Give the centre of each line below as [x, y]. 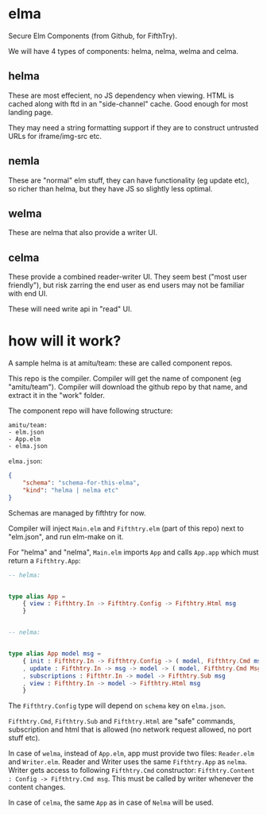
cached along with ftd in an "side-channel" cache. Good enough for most [128, 103]
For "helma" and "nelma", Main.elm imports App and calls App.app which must [133, 552]
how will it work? [65, 341]
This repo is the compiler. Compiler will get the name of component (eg [125, 379]
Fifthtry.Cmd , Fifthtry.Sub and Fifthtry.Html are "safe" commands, [122, 721]
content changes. [37, 787]
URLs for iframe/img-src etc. [55, 136]
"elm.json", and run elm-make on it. [66, 536]
